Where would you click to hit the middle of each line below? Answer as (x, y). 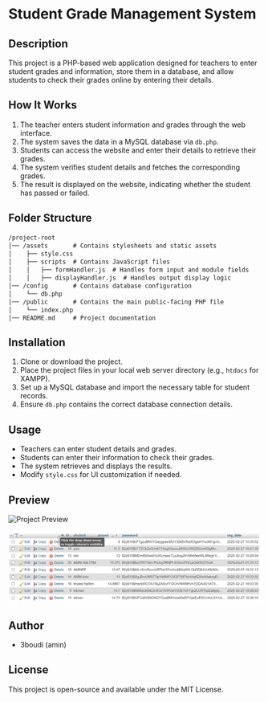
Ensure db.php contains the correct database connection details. (126, 404)
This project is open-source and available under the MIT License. (116, 689)
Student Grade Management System (132, 14)
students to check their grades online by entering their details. (111, 80)
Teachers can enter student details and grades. (98, 449)
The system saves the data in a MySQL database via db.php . (119, 141)
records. (34, 396)
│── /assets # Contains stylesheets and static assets (113, 246)
